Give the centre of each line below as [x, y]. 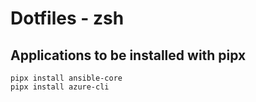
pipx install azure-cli [60, 87]
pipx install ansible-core [66, 78]
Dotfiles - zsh [67, 18]
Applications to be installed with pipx [128, 55]
